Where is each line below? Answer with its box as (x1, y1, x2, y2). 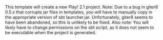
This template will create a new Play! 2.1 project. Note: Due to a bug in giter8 (5, 4, 158, 10)
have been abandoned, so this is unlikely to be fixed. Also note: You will (5, 19, 149, 25)
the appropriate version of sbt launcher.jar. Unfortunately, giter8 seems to (5, 14, 153, 20)
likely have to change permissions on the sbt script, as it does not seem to (5, 25, 154, 30)
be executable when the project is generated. (5, 30, 97, 35)
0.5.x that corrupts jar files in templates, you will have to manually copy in (5, 9, 153, 15)
